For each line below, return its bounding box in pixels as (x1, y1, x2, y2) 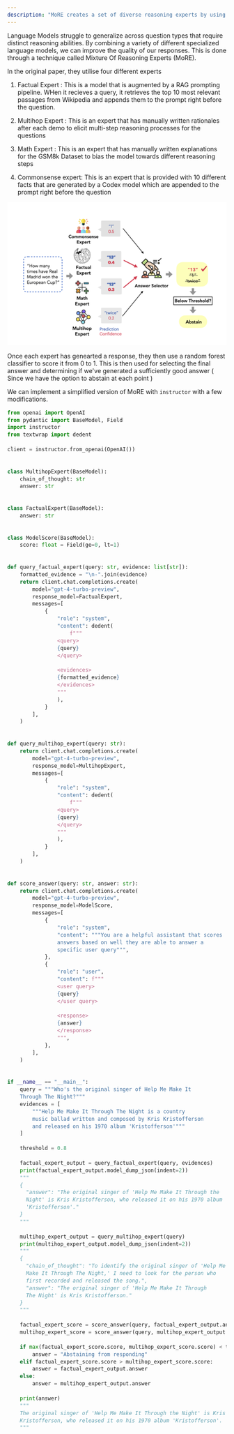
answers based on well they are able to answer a (56, 939, 204, 946)
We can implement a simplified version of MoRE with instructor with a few (7, 387, 222, 395)
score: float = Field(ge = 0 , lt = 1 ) (19, 541, 120, 549)
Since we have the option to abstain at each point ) (7, 374, 153, 382)
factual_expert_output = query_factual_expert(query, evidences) (19, 1159, 214, 1166)
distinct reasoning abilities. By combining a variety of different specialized (7, 38, 219, 47)
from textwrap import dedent (7, 431, 92, 439)
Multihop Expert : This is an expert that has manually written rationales (17, 116, 220, 125)
